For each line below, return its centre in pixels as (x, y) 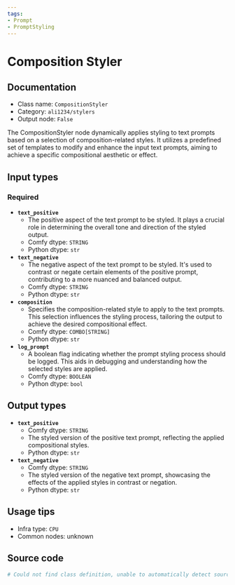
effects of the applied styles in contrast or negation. (102, 482)
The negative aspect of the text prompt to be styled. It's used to (120, 264)
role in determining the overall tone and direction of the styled (117, 227)
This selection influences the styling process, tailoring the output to (125, 317)
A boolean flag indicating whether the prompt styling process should (127, 354)
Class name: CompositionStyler (63, 104)
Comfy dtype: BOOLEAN (59, 377)
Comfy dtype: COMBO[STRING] (69, 332)
